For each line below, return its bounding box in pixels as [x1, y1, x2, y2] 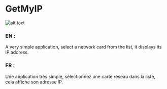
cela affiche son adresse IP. [5, 79, 63, 85]
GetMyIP [5, 3, 43, 15]
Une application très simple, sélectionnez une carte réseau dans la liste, [5, 73, 156, 79]
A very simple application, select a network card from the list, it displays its [5, 44, 162, 50]
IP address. [5, 49, 29, 56]
